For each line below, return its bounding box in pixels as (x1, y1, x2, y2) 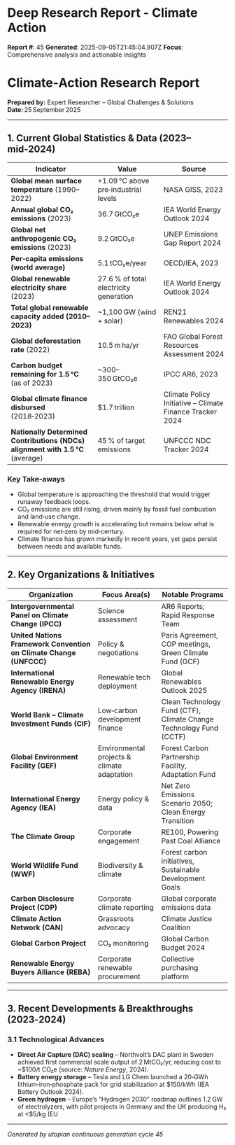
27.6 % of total (97, 274, 147, 283)
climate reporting (97, 902, 154, 912)
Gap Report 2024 (163, 238, 222, 248)
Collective (161, 954, 194, 964)
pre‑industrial (97, 184, 142, 194)
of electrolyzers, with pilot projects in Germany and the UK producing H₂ (17, 1102, 227, 1111)
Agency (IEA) (10, 803, 56, 813)
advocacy (97, 922, 131, 932)
